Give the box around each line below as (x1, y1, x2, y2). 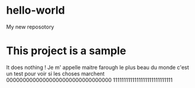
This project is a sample (6, 44, 126, 58)
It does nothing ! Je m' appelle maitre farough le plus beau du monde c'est (6, 64, 190, 71)
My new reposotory (6, 23, 55, 30)
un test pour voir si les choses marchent (6, 70, 105, 77)
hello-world (6, 4, 66, 17)
